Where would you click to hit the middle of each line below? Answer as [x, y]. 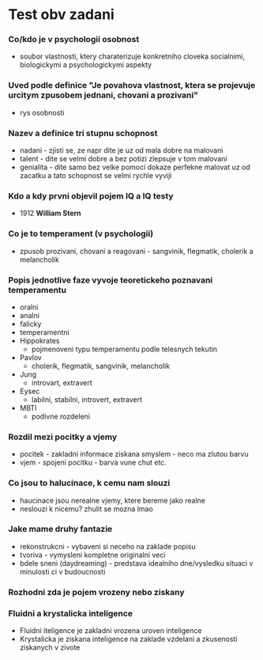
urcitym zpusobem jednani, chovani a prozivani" [103, 95]
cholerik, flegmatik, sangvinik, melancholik [101, 366]
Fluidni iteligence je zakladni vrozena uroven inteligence [111, 631]
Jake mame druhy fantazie [60, 529]
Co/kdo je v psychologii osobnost [74, 40]
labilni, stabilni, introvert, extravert [87, 399]
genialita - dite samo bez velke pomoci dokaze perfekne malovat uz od [135, 167]
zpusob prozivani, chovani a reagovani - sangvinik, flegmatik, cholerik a [137, 251]
